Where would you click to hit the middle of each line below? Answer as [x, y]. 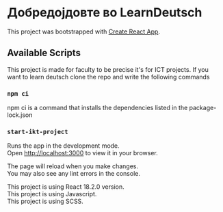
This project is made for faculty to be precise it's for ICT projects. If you [108, 69]
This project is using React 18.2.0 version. [66, 187]
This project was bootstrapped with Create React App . [84, 31]
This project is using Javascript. [52, 194]
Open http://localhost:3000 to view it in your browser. [83, 153]
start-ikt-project [38, 132]
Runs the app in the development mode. [63, 146]
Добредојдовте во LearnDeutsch [105, 13]
